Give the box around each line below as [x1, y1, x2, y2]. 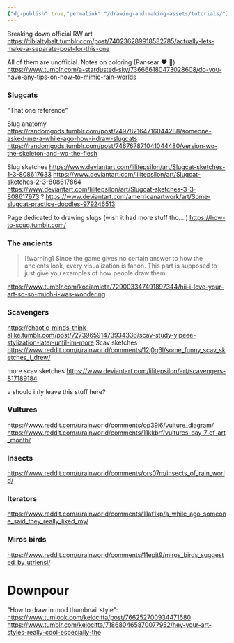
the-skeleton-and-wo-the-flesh [7, 149, 97, 157]
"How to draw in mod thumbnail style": [7, 605, 118, 614]
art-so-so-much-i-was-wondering [7, 290, 106, 298]
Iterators [7, 494, 38, 504]
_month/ [7, 435, 31, 444]
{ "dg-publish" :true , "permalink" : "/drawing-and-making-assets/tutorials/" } [7, 10, 229, 17]
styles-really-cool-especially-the [7, 628, 102, 636]
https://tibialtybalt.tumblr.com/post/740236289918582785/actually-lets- [7, 36, 214, 45]
